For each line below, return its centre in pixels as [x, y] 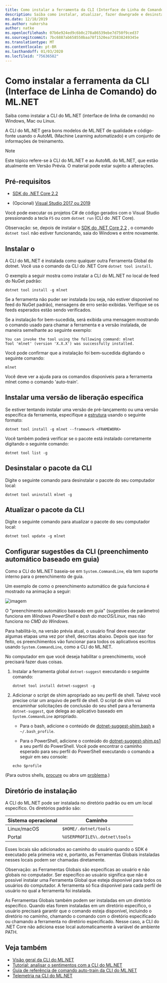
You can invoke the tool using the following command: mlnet [70, 339]
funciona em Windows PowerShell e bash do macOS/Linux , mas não [75, 616]
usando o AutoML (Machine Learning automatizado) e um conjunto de [88, 136]
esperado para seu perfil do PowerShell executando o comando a [87, 752]
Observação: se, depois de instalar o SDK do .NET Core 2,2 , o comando [80, 228]
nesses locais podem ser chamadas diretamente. [55, 860]
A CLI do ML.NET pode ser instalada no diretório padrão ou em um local [79, 803]
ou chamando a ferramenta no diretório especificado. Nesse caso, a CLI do [82, 921]
